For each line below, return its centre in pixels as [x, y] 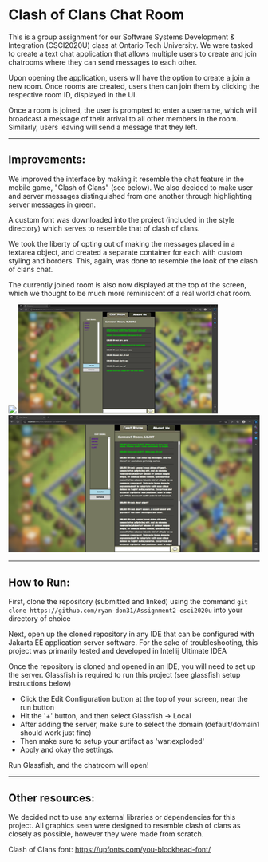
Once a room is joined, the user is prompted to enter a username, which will [133, 110]
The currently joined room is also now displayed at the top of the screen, [128, 284]
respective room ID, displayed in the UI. [73, 94]
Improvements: [47, 160]
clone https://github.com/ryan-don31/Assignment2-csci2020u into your [126, 610]
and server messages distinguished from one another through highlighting [130, 196]
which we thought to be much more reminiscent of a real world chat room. [130, 293]
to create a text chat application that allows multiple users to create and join [133, 53]
